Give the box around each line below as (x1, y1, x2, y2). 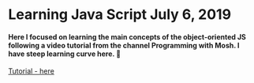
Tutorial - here (8, 66, 55, 76)
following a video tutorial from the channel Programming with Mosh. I (8, 40, 240, 50)
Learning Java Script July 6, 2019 (8, 6, 231, 24)
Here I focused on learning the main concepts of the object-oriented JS (8, 32, 247, 41)
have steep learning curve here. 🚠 (8, 49, 121, 58)
